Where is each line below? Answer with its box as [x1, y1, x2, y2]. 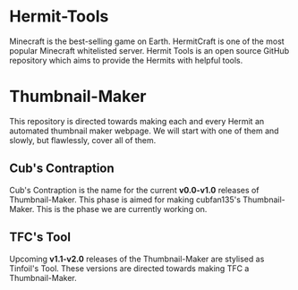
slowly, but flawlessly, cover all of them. [9, 134, 157, 145]
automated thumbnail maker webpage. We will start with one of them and [9, 125, 279, 136]
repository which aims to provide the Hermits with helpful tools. [9, 55, 243, 65]
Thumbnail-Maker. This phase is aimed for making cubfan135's [9, 194, 242, 205]
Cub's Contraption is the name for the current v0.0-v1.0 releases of [9, 184, 260, 195]
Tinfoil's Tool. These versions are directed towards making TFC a [9, 262, 250, 274]
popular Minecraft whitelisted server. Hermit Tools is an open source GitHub [9, 45, 289, 55]
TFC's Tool [9, 230, 72, 245]
